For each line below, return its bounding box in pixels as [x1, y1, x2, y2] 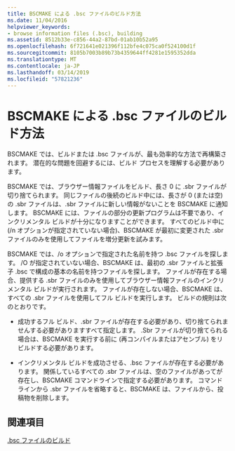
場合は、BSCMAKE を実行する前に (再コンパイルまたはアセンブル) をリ [17, 335, 223, 344]
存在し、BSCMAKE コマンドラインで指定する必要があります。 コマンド [17, 376, 223, 384]
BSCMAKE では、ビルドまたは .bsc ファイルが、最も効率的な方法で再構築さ [7, 150, 227, 159]
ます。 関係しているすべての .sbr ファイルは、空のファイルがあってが [23, 368, 223, 376]
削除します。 [36, 393, 73, 402]
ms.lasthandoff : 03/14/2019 [7, 69, 90, 76]
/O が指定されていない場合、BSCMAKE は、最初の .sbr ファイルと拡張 [20, 259, 223, 267]
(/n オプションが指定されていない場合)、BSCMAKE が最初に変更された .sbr [7, 226, 224, 235]
